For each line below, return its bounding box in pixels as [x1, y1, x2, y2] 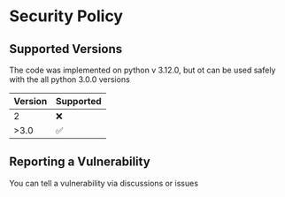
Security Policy [9, 6, 124, 27]
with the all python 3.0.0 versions [9, 74, 130, 85]
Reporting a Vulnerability [9, 155, 150, 170]
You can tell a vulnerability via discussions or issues [9, 178, 199, 188]
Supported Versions [9, 42, 122, 57]
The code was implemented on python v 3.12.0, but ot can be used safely [9, 64, 276, 75]
